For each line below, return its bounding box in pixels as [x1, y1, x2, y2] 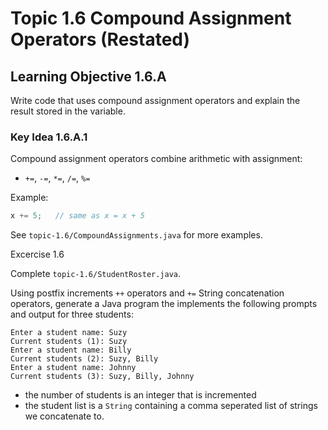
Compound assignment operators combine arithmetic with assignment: [10, 153, 303, 165]
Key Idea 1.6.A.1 [10, 130, 88, 144]
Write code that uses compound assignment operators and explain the [10, 95, 301, 106]
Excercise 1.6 [10, 248, 65, 261]
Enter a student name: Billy [10, 345, 132, 356]
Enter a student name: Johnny [10, 363, 137, 373]
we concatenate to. [24, 410, 105, 422]
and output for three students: [10, 308, 134, 321]
